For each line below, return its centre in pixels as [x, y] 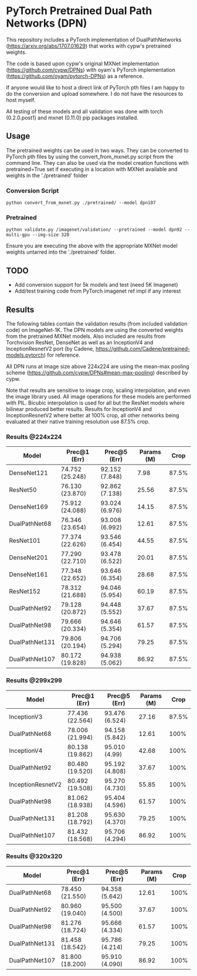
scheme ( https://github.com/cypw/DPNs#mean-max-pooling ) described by [97, 373]
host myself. [21, 100]
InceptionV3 [26, 716]
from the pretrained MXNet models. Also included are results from [86, 336]
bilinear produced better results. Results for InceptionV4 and [79, 409]
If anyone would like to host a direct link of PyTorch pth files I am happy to [95, 87]
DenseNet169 [28, 507]
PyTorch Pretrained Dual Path [79, 11]
